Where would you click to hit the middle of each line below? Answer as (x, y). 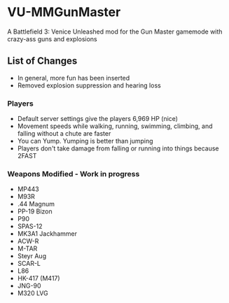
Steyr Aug (32, 256)
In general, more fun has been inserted (74, 78)
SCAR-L (29, 264)
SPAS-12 (30, 226)
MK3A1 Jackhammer (47, 234)
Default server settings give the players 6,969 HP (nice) (98, 119)
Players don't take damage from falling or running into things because (118, 148)
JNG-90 (29, 286)
